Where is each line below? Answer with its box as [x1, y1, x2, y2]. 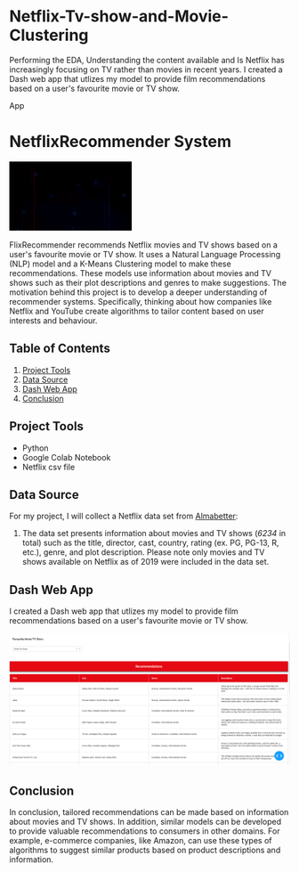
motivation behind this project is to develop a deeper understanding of [9, 287, 268, 297]
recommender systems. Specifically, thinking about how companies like [9, 296, 272, 306]
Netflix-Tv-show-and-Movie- [9, 6, 230, 27]
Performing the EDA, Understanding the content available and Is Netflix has [9, 54, 285, 65]
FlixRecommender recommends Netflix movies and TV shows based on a [9, 239, 278, 250]
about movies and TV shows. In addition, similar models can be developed [9, 817, 282, 827]
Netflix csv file [21, 461, 76, 472]
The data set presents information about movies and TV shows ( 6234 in [21, 528, 287, 539]
